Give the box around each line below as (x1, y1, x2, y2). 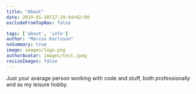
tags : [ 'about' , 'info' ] (6, 30, 68, 36)
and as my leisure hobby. (6, 81, 68, 88)
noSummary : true (6, 42, 47, 48)
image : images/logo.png (6, 47, 66, 54)
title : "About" (6, 8, 44, 15)
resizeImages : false (6, 58, 58, 64)
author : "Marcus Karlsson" (6, 36, 74, 42)
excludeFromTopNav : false (6, 20, 71, 26)
